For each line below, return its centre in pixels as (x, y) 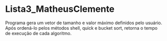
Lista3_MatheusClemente (60, 9)
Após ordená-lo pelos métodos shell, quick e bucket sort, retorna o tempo (81, 28)
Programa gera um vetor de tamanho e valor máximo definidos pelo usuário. (84, 23)
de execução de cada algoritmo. (38, 33)
